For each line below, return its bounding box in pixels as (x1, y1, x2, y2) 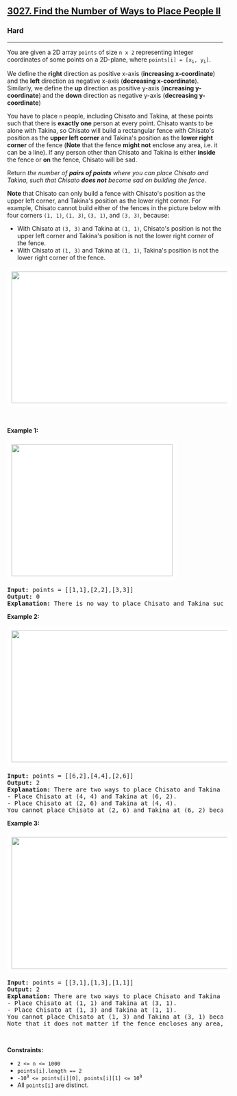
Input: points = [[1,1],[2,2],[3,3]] (7, 586, 134, 594)
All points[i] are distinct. (16, 1081, 89, 1089)
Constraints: (7, 1046, 44, 1054)
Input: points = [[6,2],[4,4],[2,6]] (7, 772, 134, 780)
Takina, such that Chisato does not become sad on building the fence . (7, 176, 207, 184)
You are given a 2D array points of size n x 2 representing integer (7, 48, 194, 56)
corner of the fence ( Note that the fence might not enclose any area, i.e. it (7, 141, 218, 149)
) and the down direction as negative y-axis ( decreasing (38, 92, 199, 100)
